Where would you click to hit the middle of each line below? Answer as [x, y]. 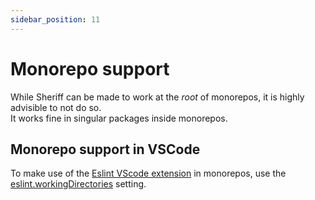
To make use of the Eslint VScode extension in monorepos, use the [148, 173]
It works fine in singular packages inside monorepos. [119, 118]
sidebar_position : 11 [55, 19]
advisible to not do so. [56, 107]
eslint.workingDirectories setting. [78, 184]
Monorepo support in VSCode [105, 149]
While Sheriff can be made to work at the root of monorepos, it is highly [157, 97]
